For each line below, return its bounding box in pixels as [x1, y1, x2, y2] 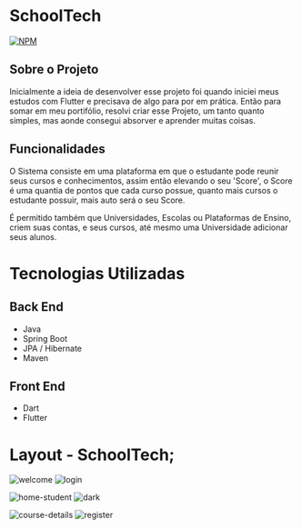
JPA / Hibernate [22, 343, 83, 354]
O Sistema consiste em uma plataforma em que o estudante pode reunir [9, 165, 279, 176]
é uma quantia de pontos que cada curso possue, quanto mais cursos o [9, 185, 278, 195]
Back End [9, 299, 64, 314]
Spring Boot [22, 333, 68, 344]
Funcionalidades [9, 142, 106, 157]
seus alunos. [9, 231, 57, 242]
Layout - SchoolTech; [9, 444, 176, 464]
